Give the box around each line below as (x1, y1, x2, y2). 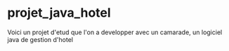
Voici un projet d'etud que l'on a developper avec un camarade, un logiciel (7, 28, 223, 36)
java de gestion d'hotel (7, 35, 74, 43)
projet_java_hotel (7, 5, 111, 21)
